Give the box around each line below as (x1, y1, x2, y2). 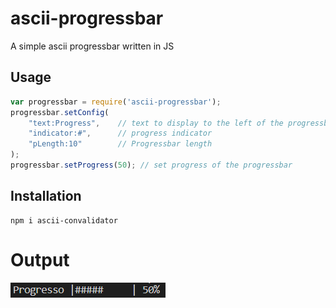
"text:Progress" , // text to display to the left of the (28, 118, 284, 128)
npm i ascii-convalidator (10, 215, 118, 226)
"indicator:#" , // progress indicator (28, 128, 213, 139)
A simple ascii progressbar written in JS (10, 40, 175, 52)
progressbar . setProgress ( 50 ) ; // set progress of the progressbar (10, 160, 293, 170)
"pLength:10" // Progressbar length (28, 139, 213, 149)
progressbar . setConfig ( (10, 107, 110, 117)
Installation (10, 188, 82, 205)
